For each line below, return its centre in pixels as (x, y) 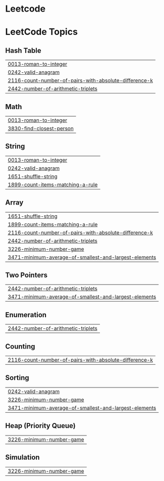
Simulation (22, 458)
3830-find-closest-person (41, 128)
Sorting (17, 378)
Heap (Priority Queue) (40, 426)
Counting (20, 346)
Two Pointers (26, 275)
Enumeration (26, 315)
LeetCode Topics (42, 32)
